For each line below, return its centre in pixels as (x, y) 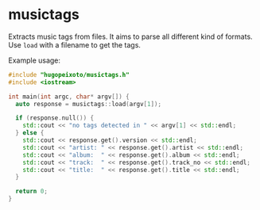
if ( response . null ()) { (54, 118)
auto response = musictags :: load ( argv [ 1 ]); (88, 104)
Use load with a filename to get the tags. (75, 44)
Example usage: (35, 60)
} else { (30, 133)
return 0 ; (31, 192)
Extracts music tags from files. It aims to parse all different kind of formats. (130, 36)
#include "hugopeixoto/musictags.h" (69, 74)
